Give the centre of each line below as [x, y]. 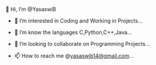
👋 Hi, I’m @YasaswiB [31, 9]
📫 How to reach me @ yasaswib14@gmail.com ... [74, 56]
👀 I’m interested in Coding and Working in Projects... [78, 21]
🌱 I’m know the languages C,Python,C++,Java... [73, 32]
